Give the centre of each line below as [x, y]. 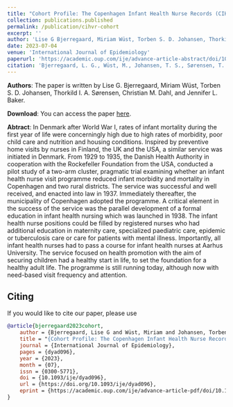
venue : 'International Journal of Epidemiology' [79, 53]
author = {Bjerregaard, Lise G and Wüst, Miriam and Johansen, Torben [124, 333]
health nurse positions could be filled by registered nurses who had [103, 223]
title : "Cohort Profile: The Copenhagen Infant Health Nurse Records [110, 14]
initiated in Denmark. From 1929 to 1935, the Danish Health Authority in [108, 157]
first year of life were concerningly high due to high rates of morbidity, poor [115, 134]
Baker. [16, 100]
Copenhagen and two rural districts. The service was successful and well [112, 186]
